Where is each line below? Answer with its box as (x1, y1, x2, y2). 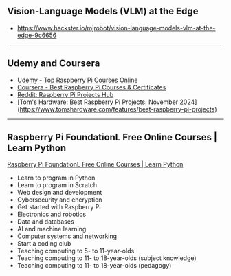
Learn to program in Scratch (16, 181, 98, 189)
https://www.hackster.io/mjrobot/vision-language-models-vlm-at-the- (16, 23, 216, 32)
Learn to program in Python (16, 173, 96, 182)
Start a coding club (16, 240, 71, 248)
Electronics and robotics (16, 210, 87, 219)
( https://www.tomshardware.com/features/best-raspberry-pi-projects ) (16, 105, 218, 113)
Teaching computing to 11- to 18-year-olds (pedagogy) (16, 262, 172, 270)
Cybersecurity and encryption (16, 195, 102, 204)
